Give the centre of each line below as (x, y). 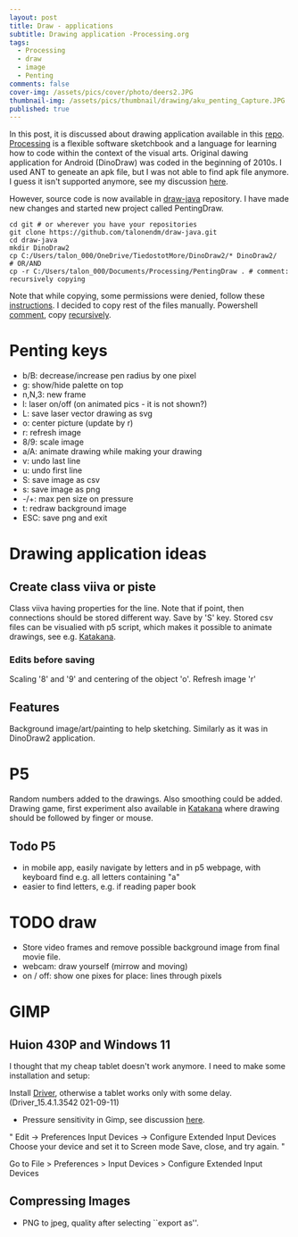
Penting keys (58, 351)
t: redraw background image (74, 509)
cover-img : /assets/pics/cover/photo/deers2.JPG (101, 92)
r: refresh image (52, 433)
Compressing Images (70, 1201)
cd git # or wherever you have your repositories (103, 225)
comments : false (39, 84)
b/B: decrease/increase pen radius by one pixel (109, 376)
